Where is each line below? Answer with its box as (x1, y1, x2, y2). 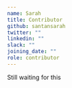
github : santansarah (7, 23, 67, 29)
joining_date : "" (7, 48, 57, 55)
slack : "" (7, 42, 36, 48)
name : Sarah (7, 10, 41, 17)
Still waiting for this (7, 73, 62, 81)
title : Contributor (7, 16, 63, 23)
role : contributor (7, 55, 60, 61)
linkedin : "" (7, 35, 45, 42)
